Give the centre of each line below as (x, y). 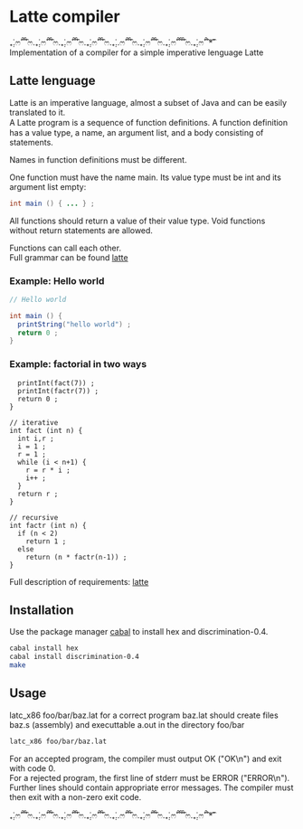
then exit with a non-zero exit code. (76, 796)
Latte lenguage (53, 81)
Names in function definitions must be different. (98, 159)
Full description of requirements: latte (79, 581)
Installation (42, 610)
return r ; (38, 494)
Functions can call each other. (66, 248)
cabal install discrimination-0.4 (75, 657)
